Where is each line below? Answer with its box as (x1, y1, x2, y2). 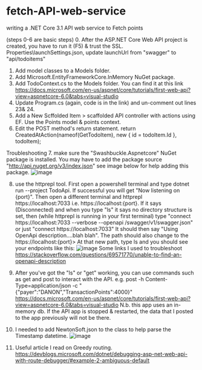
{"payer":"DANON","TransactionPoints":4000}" (15, 288, 133, 296)
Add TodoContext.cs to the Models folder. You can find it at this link (15, 80, 183, 87)
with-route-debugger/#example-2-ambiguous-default (15, 357, 150, 364)
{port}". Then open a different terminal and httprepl (15, 193, 143, 200)
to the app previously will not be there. (15, 314, 111, 321)
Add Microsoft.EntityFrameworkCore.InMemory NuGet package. (15, 73, 175, 80)
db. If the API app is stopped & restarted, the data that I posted (37, 307, 194, 315)
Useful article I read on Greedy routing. (15, 343, 113, 351)
